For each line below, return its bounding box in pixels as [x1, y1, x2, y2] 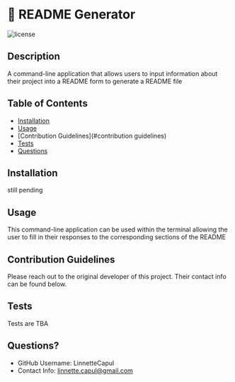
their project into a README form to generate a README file [7, 77, 183, 85]
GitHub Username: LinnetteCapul [17, 359, 115, 367]
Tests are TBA [7, 319, 49, 327]
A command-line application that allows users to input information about [7, 69, 218, 77]
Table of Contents [7, 97, 88, 109]
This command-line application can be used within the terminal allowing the [7, 225, 228, 234]
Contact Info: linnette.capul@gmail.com [17, 366, 133, 375]
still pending [7, 186, 43, 195]
